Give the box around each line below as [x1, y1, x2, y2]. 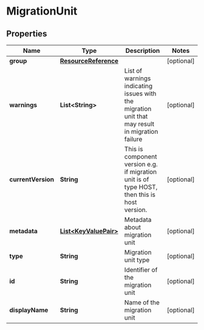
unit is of [124, 175, 149, 184]
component [124, 153, 157, 160]
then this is [124, 190, 156, 199]
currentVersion [9, 175, 55, 184]
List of [124, 67, 143, 75]
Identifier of [124, 266, 158, 274]
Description [125, 47, 160, 55]
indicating [124, 82, 153, 90]
